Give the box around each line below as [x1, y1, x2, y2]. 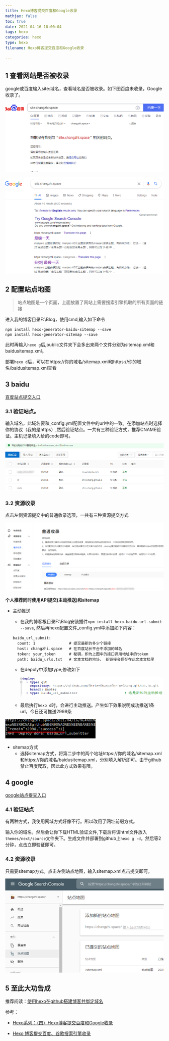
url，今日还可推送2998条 [20, 709, 72, 715]
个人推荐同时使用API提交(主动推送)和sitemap [5, 597, 100, 603]
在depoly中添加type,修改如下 [20, 666, 80, 672]
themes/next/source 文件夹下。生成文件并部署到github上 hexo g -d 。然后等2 [5, 835, 161, 841]
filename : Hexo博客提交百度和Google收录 [5, 45, 84, 51]
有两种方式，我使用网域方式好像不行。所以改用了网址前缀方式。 [5, 818, 137, 824]
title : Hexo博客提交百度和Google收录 [5, 8, 77, 13]
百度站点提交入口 [5, 394, 41, 400]
